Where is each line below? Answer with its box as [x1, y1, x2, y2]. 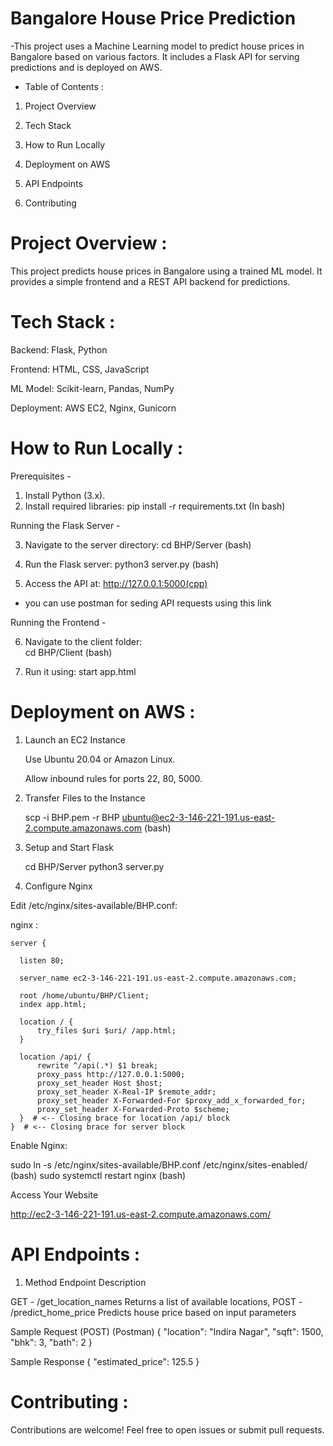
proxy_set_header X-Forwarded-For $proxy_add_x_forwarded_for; [36, 1095, 307, 1106]
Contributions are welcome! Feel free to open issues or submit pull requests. [10, 1423, 325, 1436]
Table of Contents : [24, 80, 104, 92]
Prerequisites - [10, 470, 72, 482]
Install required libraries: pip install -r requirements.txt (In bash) [24, 500, 286, 512]
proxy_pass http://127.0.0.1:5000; [36, 1069, 186, 1079]
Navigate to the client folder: [24, 635, 143, 647]
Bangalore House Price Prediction [10, 7, 297, 30]
